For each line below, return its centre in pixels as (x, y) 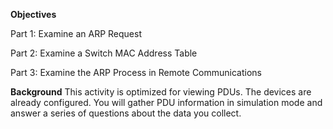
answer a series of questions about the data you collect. (126, 113)
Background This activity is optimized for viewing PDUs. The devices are (161, 92)
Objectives (33, 14)
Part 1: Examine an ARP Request (76, 33)
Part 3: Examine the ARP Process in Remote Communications (136, 72)
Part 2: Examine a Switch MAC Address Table (104, 53)
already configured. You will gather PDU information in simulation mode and (166, 102)
